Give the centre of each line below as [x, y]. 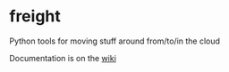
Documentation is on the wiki [63, 58]
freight [35, 16]
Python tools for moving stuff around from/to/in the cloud [115, 41]
